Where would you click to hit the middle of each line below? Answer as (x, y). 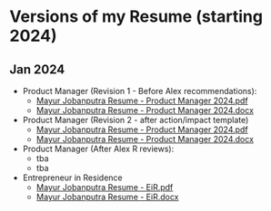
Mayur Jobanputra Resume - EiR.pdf (105, 187)
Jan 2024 (37, 69)
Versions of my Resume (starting (136, 17)
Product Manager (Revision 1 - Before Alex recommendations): (140, 91)
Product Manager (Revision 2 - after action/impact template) (135, 120)
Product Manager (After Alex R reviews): (98, 149)
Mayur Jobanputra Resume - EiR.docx (107, 197)
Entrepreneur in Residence (72, 177)
